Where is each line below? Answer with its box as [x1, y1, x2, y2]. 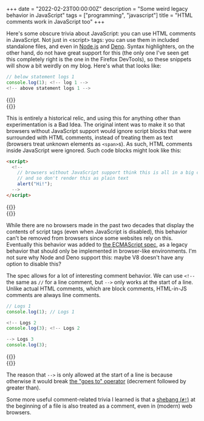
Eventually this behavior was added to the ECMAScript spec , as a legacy [6, 241, 188, 248]
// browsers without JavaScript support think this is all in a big [17, 169, 194, 176]
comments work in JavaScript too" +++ [6, 18, 105, 25]
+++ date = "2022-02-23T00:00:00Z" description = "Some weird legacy [6, 5, 188, 12]
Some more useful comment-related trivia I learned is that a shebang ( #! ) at [6, 396, 195, 403]
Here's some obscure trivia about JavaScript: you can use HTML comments [6, 30, 196, 37]
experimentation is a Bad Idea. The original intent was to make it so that [6, 121, 185, 128]
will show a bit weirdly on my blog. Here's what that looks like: [6, 62, 162, 69]
